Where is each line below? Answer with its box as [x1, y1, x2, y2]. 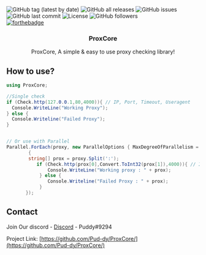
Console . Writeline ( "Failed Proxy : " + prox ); [47, 178, 169, 184]
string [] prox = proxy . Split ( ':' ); [28, 155, 120, 162]
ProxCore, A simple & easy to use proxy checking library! [31, 48, 175, 55]
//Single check [6, 93, 45, 100]
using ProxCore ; [6, 82, 48, 88]
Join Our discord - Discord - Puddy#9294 [6, 223, 112, 230]
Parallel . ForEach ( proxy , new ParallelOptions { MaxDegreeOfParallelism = [6, 144, 199, 151]
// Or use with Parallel [6, 138, 70, 144]
